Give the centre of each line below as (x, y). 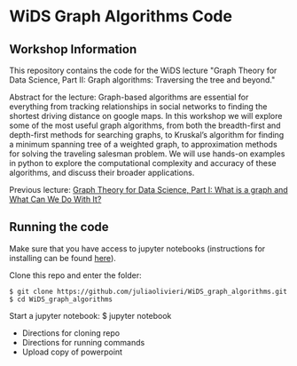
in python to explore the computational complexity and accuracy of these (143, 163)
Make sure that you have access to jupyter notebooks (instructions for (137, 248)
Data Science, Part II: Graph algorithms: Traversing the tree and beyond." (142, 80)
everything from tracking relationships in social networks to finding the (138, 107)
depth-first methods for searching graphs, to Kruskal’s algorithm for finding (147, 135)
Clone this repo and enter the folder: (75, 275)
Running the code (59, 227)
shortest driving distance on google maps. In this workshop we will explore (146, 116)
